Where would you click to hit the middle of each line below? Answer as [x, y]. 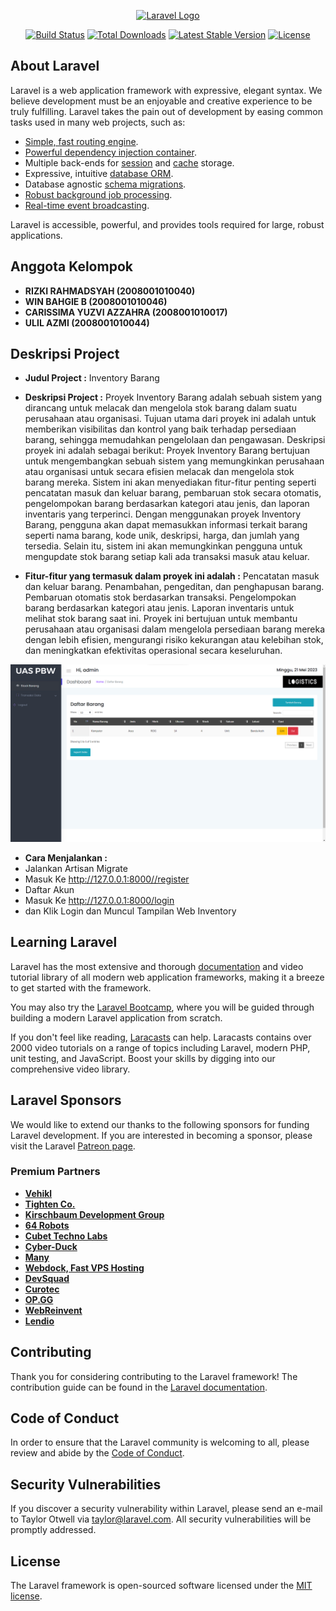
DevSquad [47, 1278]
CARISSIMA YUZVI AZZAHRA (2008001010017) [126, 312]
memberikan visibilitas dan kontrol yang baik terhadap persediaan [160, 429]
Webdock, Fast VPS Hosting [84, 1267]
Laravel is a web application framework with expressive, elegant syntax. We [166, 90]
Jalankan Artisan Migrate [76, 868]
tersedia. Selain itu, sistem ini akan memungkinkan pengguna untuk [163, 546]
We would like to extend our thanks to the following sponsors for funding [160, 1124]
